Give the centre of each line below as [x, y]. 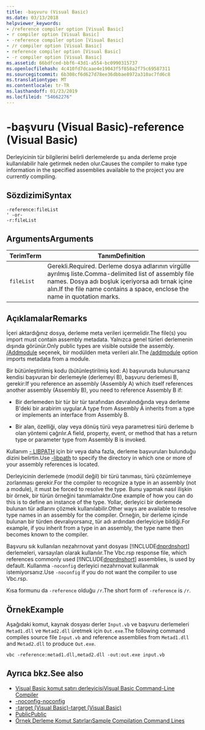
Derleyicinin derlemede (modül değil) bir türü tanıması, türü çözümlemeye [99, 477]
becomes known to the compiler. [47, 534]
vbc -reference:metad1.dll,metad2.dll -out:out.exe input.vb [86, 655]
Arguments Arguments [50, 239]
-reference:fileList [33, 210]
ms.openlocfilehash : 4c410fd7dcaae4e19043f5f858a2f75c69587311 [88, 69]
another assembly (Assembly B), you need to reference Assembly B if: [95, 390]
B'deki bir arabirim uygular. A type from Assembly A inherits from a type [105, 408]
